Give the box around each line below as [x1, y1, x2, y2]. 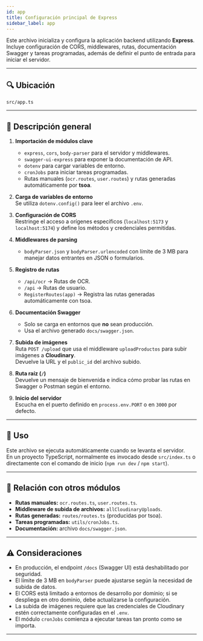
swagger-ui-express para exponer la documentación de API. [24, 156, 173, 163]
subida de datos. [14, 583, 57, 591]
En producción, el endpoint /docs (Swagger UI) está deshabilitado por [14, 564, 189, 571]
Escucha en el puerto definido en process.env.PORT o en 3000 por [14, 401, 177, 408]
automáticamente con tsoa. [24, 297, 92, 304]
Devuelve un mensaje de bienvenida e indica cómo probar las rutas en [14, 377, 190, 383]
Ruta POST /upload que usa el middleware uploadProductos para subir [14, 345, 187, 352]
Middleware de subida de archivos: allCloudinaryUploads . [14, 505, 163, 512]
